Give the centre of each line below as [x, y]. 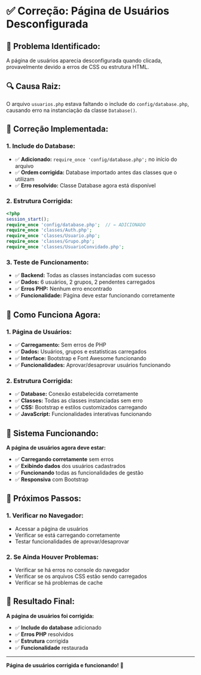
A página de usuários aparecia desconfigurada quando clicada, [84, 60]
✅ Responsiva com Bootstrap [51, 479]
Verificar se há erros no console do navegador [72, 570]
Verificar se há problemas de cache [59, 583]
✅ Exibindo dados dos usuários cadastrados [70, 466]
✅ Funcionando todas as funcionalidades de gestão [79, 473]
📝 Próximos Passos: [44, 499]
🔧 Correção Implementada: [57, 129]
